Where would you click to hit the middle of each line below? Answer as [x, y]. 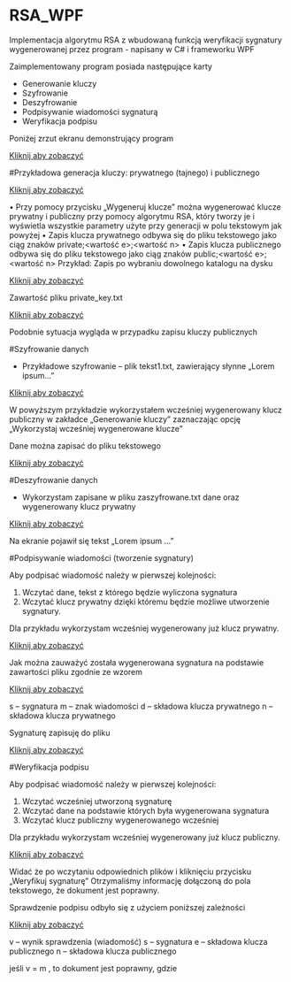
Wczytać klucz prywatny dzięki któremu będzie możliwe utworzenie [145, 602]
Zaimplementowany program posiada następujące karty [111, 66]
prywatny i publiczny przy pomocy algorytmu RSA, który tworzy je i [132, 216]
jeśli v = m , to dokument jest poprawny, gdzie [93, 968]
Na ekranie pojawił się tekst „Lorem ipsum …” [92, 541]
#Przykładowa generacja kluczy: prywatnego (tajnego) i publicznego [134, 173]
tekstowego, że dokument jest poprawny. [84, 890]
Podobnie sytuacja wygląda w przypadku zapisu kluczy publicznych [134, 332]
